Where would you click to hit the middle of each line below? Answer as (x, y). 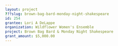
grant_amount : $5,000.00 (30, 36)
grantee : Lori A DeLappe (30, 23)
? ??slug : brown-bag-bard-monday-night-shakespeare (57, 14)
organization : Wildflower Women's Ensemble (50, 27)
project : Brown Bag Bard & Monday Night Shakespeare (59, 32)
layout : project (21, 9)
